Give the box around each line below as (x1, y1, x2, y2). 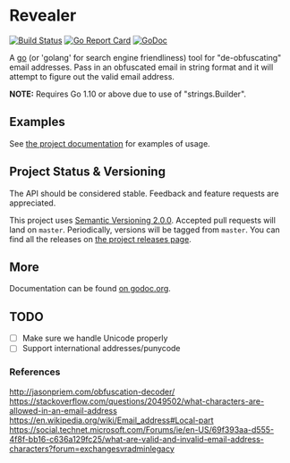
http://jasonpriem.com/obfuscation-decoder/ (9, 386, 175, 397)
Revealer (9, 5, 77, 26)
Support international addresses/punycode (21, 343, 181, 354)
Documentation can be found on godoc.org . (9, 283, 172, 294)
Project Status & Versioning (9, 164, 166, 180)
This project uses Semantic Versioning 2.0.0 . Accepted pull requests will (9, 215, 276, 225)
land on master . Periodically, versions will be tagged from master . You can (9, 224, 280, 235)
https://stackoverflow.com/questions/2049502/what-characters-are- (9, 395, 265, 407)
